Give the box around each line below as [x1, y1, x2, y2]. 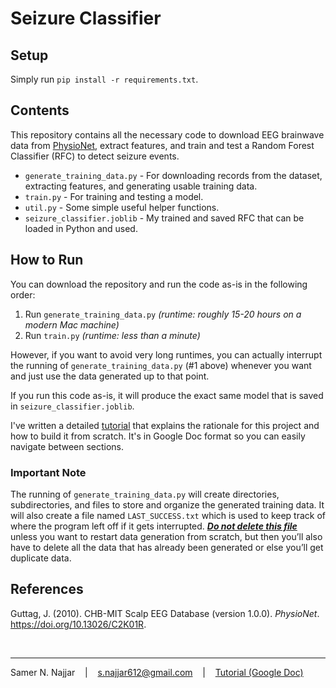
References [10, 581, 84, 598]
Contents [10, 102, 70, 119]
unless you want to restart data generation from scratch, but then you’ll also [10, 530, 323, 542]
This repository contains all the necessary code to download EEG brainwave [10, 128, 325, 141]
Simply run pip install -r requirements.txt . [10, 73, 199, 85]
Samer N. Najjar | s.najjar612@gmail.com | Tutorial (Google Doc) [10, 666, 304, 678]
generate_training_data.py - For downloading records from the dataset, [24, 169, 323, 181]
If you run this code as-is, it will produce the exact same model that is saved [10, 389, 324, 401]
